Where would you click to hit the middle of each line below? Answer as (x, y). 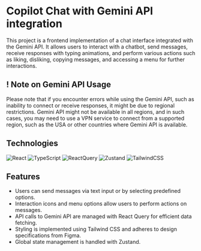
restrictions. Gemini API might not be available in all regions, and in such (95, 111)
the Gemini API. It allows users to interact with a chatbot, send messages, (97, 47)
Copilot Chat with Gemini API (80, 11)
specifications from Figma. (48, 235)
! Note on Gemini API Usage (58, 85)
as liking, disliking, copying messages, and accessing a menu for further (95, 59)
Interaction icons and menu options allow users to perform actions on (101, 204)
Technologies (32, 143)
